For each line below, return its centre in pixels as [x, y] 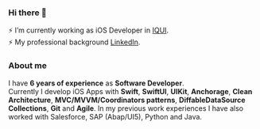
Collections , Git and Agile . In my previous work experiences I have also [126, 108]
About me [28, 66]
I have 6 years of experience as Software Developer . [96, 83]
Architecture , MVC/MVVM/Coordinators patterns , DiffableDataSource [127, 100]
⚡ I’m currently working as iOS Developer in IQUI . [89, 30]
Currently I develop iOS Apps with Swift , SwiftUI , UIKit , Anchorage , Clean [130, 91]
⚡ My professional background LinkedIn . [74, 42]
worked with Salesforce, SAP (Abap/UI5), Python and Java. [105, 116]
